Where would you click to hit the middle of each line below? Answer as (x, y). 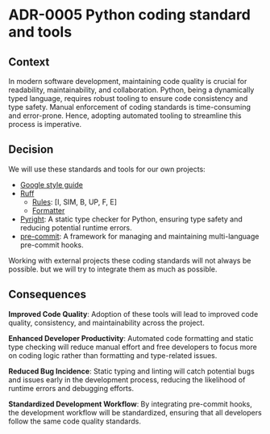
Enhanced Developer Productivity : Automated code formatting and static (131, 338)
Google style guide (51, 184)
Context (29, 62)
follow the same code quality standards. (75, 421)
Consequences (48, 295)
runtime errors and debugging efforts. (71, 388)
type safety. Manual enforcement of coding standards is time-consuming (130, 107)
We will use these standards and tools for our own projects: (107, 169)
